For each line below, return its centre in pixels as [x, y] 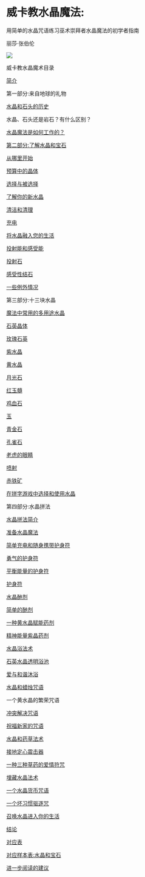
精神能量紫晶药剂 [28, 635]
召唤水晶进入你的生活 [33, 816]
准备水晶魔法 [22, 532]
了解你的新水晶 [25, 196]
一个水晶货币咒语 [28, 790]
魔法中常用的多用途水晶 [35, 313]
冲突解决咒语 [22, 713]
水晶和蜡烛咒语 [25, 687]
